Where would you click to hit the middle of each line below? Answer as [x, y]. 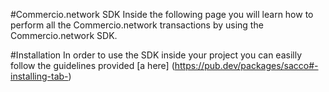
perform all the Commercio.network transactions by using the [137, 25]
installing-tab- [39, 76]
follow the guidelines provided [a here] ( [92, 65]
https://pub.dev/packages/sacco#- [246, 65]
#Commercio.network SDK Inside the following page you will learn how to [162, 14]
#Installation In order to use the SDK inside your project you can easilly [156, 55]
